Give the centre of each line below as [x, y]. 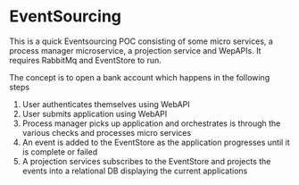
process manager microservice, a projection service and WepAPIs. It [135, 50]
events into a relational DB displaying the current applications [135, 171]
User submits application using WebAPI [95, 114]
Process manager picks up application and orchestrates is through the [151, 123]
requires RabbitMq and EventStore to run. [86, 60]
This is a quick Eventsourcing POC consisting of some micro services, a [141, 41]
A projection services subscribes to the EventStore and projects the [146, 161]
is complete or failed [60, 151]
